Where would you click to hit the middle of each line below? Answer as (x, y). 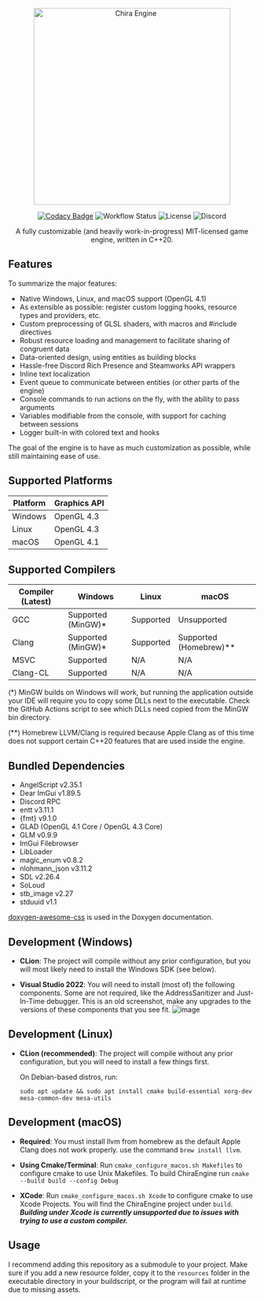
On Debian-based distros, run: (68, 1077)
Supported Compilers (62, 570)
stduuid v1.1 (38, 902)
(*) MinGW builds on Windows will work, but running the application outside (131, 693)
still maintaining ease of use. (54, 456)
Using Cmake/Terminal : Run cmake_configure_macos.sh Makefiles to (131, 1165)
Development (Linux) (60, 1034)
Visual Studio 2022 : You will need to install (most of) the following (127, 985)
